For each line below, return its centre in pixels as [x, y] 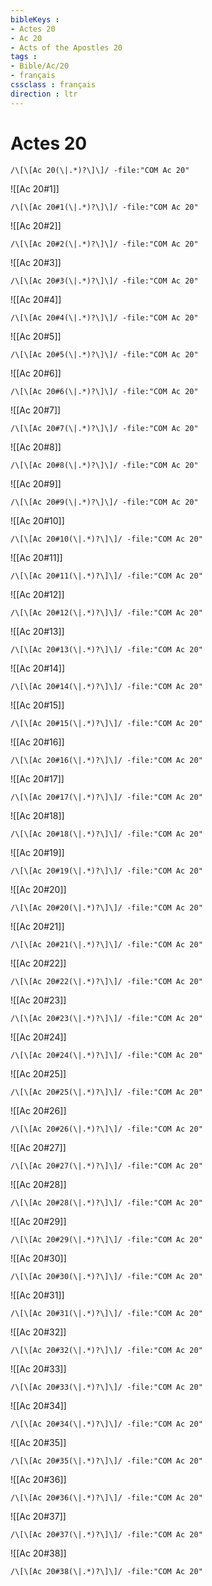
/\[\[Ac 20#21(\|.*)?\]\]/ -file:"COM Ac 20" [106, 944]
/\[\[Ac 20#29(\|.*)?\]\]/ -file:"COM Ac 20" [106, 1239]
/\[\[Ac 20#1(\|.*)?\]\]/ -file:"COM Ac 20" [104, 207]
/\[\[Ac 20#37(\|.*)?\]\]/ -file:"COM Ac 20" [106, 1534]
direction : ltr [44, 94]
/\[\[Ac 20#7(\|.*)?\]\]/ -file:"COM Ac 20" [104, 428]
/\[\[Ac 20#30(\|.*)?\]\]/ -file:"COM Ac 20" [106, 1276]
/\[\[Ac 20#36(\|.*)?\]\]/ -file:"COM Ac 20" [106, 1497]
